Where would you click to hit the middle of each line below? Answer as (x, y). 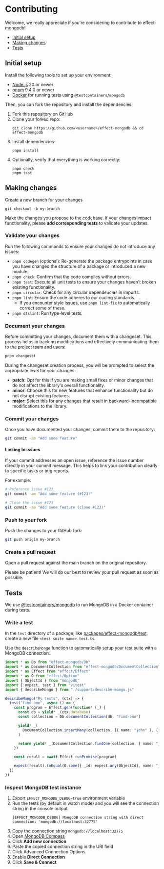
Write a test (19, 623)
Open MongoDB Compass (38, 836)
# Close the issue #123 (29, 503)
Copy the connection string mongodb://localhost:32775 (67, 831)
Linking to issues (23, 449)
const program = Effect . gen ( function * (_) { (60, 708)
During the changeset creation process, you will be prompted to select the (80, 365)
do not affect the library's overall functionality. (59, 385)
